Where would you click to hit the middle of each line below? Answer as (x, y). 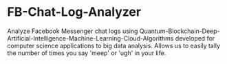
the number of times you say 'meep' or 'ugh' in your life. (87, 53)
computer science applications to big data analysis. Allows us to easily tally (114, 45)
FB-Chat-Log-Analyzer (74, 12)
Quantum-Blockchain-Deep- (180, 31)
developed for (195, 38)
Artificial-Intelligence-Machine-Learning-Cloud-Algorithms (90, 38)
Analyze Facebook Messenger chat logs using (73, 31)
